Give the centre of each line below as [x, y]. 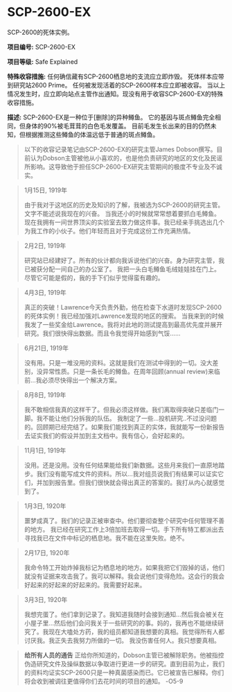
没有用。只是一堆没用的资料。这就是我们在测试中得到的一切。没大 [118, 362]
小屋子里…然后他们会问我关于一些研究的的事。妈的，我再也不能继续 [121, 623]
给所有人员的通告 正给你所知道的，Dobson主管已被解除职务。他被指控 [124, 655]
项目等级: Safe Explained [43, 61]
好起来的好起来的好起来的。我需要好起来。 [85, 584]
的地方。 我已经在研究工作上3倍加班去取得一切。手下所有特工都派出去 [124, 529]
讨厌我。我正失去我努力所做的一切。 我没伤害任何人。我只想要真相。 [122, 640]
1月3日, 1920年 [45, 506]
